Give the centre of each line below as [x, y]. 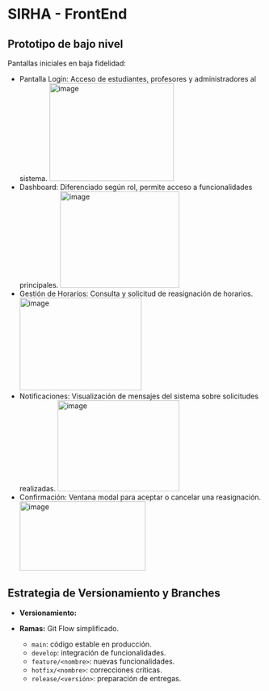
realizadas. [38, 489]
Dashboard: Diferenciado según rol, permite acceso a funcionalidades [136, 187]
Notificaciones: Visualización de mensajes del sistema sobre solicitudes [139, 396]
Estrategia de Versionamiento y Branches [114, 594]
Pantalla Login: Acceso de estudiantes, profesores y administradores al [137, 79]
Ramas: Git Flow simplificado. [69, 628]
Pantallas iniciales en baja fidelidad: [67, 63]
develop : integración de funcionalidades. [99, 652]
